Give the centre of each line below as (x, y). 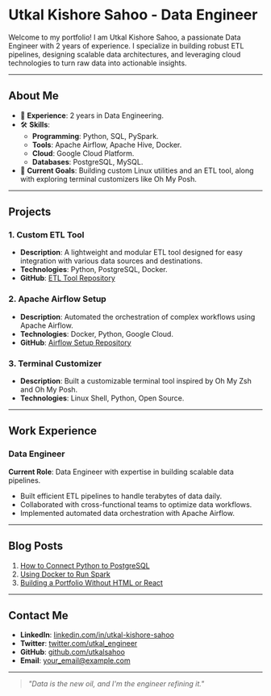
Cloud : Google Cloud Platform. (83, 153)
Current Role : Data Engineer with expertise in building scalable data (121, 472)
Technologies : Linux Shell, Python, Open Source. (102, 398)
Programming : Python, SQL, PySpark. (95, 136)
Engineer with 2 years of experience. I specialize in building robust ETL (126, 45)
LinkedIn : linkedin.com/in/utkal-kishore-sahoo (97, 635)
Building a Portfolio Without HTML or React (92, 582)
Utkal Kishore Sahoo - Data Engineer (133, 15)
